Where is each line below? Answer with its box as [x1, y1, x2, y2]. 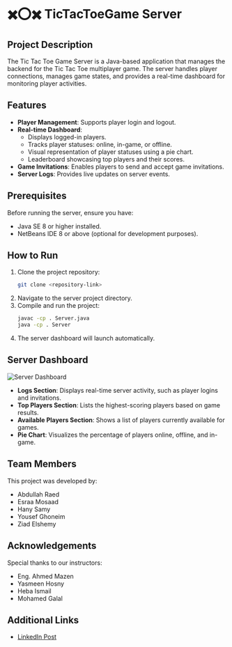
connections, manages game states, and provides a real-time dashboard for [7, 72, 226, 80]
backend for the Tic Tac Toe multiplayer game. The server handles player [7, 65, 218, 72]
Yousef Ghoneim [17, 512, 65, 520]
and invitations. [17, 393, 61, 402]
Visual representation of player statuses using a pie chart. [27, 148, 194, 156]
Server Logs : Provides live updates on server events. [17, 169, 171, 178]
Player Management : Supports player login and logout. [17, 118, 176, 126]
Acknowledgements [7, 540, 97, 552]
